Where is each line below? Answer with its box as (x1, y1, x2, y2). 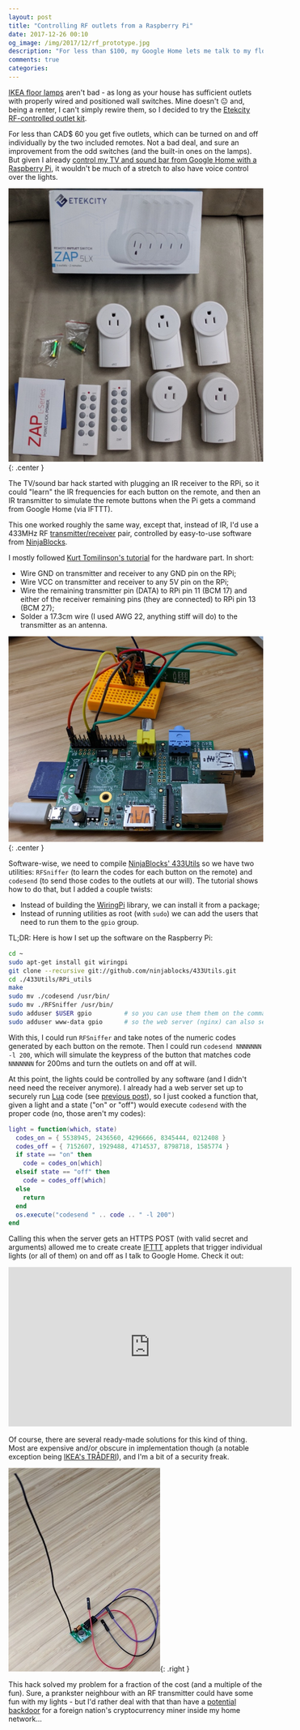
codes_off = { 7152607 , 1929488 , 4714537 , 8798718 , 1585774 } (15, 1142, 230, 1150)
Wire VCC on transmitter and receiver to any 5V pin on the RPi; (19, 577, 229, 586)
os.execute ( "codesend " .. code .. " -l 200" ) (15, 1211, 175, 1219)
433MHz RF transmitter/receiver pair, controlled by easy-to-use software (8, 528, 252, 538)
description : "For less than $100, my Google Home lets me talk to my (8, 47, 251, 56)
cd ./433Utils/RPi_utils (8, 975, 92, 983)
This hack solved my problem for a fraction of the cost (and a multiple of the (8, 1680, 263, 1690)
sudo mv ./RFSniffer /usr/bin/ (8, 1001, 114, 1009)
